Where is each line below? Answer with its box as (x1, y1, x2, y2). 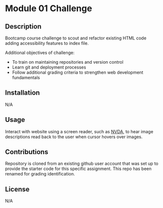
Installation (5, 88, 40, 97)
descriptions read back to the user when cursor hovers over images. (5, 134, 143, 139)
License (5, 185, 30, 193)
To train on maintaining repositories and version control (12, 59, 123, 65)
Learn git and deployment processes (12, 64, 86, 70)
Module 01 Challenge (5, 3, 92, 14)
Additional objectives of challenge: (5, 50, 75, 55)
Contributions (5, 148, 48, 156)
